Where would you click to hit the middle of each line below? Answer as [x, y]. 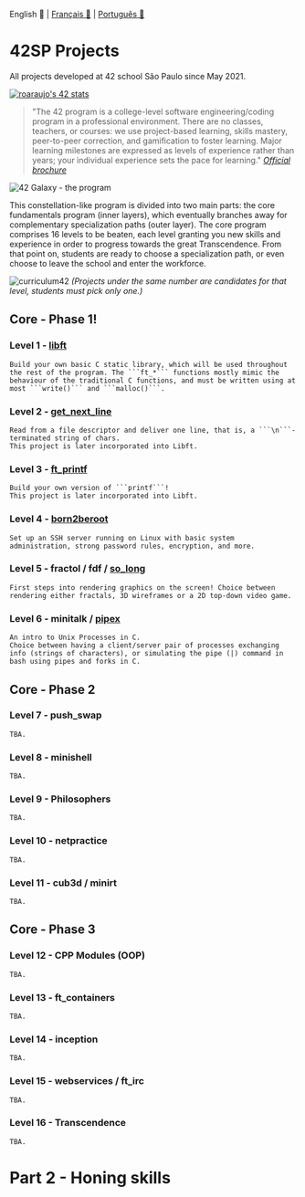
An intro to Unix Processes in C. [75, 638]
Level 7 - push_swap [56, 715]
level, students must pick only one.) [76, 290]
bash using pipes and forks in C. [75, 662]
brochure [49, 170]
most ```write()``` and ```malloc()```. [88, 388]
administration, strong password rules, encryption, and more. [132, 546]
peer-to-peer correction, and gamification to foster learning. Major [157, 141]
